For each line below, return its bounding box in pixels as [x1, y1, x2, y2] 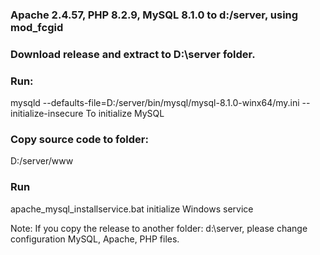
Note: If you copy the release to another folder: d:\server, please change [10, 222, 308, 234]
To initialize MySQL [85, 108, 165, 120]
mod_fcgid [10, 20, 64, 34]
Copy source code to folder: [10, 133, 149, 147]
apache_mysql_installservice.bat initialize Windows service [10, 203, 254, 215]
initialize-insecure [10, 108, 84, 120]
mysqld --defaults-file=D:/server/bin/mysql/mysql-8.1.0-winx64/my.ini [10, 97, 300, 109]
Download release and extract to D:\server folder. [10, 47, 256, 61]
